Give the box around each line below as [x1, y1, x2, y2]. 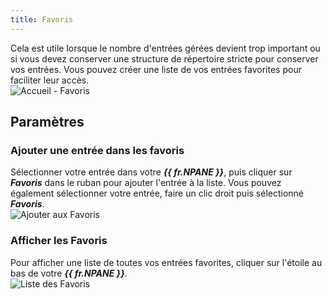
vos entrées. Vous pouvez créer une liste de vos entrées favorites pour [10, 63, 302, 75]
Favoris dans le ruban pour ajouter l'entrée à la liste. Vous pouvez [10, 177, 282, 189]
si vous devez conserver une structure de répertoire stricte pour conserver [10, 52, 319, 65]
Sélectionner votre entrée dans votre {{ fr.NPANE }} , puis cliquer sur [10, 166, 293, 178]
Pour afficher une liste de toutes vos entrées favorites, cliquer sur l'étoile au [10, 256, 323, 268]
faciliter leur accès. [10, 74, 90, 86]
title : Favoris [10, 14, 74, 25]
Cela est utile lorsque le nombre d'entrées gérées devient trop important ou [10, 42, 321, 54]
